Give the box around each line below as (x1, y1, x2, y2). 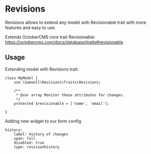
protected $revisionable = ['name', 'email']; (14, 101, 110, 106)
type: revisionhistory (14, 144, 60, 149)
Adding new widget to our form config (5, 118, 82, 124)
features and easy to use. (5, 24, 56, 30)
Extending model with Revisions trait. (5, 66, 79, 72)
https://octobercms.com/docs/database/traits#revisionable (5, 39, 123, 45)
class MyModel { (5, 75, 38, 81)
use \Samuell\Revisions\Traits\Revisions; (14, 80, 101, 85)
